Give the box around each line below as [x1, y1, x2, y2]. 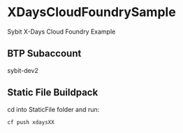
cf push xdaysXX [7, 118, 54, 126]
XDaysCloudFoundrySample [7, 4, 176, 20]
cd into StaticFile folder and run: [7, 105, 100, 113]
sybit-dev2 [7, 66, 38, 74]
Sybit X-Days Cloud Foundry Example [7, 27, 116, 36]
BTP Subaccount [7, 48, 82, 59]
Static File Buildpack [7, 87, 98, 99]
